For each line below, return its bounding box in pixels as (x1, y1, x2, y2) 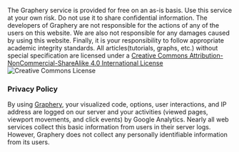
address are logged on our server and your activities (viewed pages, (7, 108, 208, 116)
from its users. (7, 138, 50, 146)
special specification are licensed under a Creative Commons (7, 51, 188, 60)
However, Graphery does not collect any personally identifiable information (7, 131, 228, 139)
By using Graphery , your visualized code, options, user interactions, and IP (7, 100, 227, 109)
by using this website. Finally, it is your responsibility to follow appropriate (7, 36, 225, 45)
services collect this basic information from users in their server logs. (7, 123, 211, 131)
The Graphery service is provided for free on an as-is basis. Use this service (7, 6, 233, 14)
